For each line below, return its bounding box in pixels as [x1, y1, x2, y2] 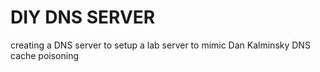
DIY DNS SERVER [10, 6, 156, 29]
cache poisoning [10, 49, 80, 61]
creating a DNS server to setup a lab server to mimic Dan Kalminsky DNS [10, 39, 311, 51]
